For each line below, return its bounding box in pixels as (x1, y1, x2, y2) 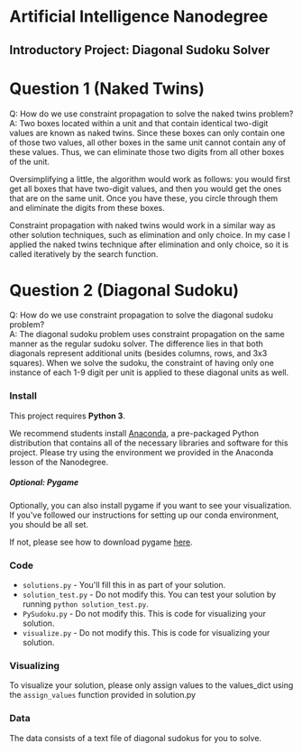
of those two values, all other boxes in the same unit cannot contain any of (9, 137, 287, 148)
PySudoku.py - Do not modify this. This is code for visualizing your (22, 609, 266, 619)
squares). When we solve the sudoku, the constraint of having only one (9, 358, 275, 369)
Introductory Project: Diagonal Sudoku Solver (9, 42, 270, 58)
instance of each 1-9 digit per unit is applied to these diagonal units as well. (9, 367, 289, 378)
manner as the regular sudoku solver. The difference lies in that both (9, 338, 264, 349)
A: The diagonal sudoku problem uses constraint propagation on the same (9, 329, 286, 340)
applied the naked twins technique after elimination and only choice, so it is (9, 239, 289, 250)
